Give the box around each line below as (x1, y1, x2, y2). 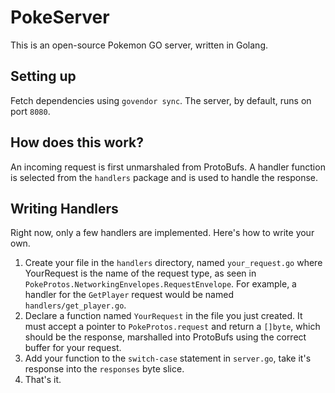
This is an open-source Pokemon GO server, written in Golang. (10, 39, 269, 51)
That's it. (24, 374, 62, 386)
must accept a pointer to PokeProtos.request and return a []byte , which (24, 321, 321, 333)
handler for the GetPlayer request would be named (24, 289, 234, 301)
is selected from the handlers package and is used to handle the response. (10, 171, 319, 183)
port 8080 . (10, 105, 51, 117)
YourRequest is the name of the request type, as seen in (24, 267, 257, 280)
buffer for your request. (24, 342, 122, 354)
